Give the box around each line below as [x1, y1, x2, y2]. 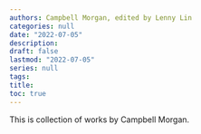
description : [9, 38, 59, 48]
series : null [9, 64, 59, 73]
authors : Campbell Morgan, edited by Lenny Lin [9, 13, 193, 23]
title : [9, 81, 34, 90]
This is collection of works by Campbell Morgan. [9, 114, 190, 125]
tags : [9, 72, 30, 81]
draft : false [9, 47, 59, 56]
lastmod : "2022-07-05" [9, 55, 95, 64]
